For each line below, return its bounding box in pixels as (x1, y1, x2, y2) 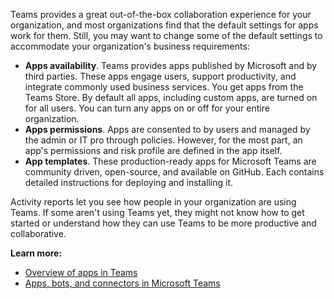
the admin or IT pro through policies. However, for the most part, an (24, 134, 303, 146)
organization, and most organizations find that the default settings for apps (10, 19, 319, 31)
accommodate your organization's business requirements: (10, 40, 250, 52)
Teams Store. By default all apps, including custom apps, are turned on (24, 92, 318, 103)
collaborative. (10, 228, 67, 239)
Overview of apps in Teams (24, 267, 138, 278)
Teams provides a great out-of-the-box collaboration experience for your (10, 9, 312, 20)
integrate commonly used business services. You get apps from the (24, 81, 304, 93)
